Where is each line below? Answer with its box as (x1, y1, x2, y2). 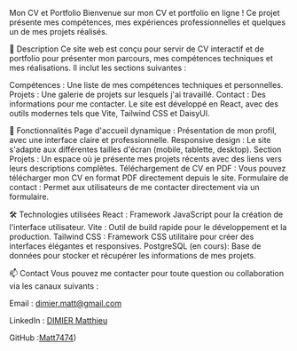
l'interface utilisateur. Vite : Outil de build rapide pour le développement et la (9, 222, 287, 232)
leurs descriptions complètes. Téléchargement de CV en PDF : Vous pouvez (9, 164, 286, 173)
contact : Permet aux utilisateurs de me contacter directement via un (9, 182, 260, 192)
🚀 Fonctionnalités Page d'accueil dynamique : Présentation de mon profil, (9, 125, 277, 136)
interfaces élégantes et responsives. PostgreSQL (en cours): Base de (9, 241, 262, 251)
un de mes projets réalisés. (9, 27, 108, 36)
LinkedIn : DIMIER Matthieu (9, 315, 108, 325)
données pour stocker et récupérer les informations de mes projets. (9, 251, 257, 260)
